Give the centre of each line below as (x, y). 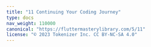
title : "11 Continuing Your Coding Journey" (64, 12)
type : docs (20, 18)
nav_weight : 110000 (31, 23)
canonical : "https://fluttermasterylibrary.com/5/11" (76, 29)
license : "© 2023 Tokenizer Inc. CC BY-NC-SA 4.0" (72, 35)
